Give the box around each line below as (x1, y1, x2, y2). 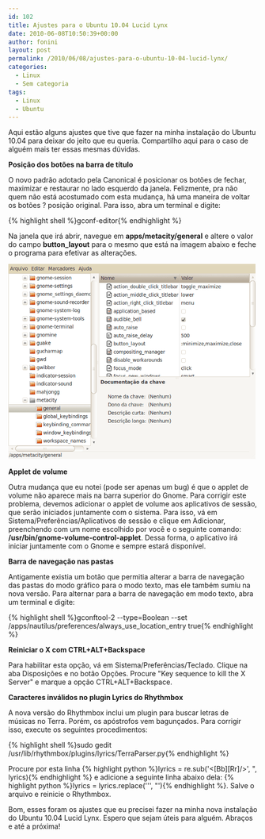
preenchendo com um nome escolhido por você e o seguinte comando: (8, 525, 241, 534)
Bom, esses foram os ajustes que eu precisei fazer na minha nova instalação (8, 805, 258, 814)
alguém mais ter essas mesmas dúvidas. (8, 144, 141, 154)
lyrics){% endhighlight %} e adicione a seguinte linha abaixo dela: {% (8, 772, 235, 782)
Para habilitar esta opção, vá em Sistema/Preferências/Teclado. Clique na (8, 660, 248, 670)
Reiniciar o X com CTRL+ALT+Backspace (8, 645, 146, 655)
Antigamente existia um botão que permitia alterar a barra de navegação (8, 572, 245, 582)
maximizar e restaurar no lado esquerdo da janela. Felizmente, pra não (8, 183, 238, 194)
